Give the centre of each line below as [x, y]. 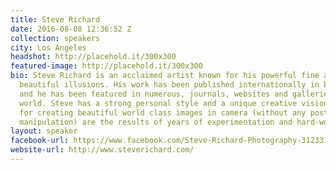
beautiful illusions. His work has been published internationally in [169, 85]
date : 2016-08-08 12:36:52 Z [71, 29]
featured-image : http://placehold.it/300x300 [106, 66]
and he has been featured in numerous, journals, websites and [153, 94]
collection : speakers [55, 38]
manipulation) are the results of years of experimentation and [156, 122]
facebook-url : [40, 141]
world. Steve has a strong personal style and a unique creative [158, 103]
